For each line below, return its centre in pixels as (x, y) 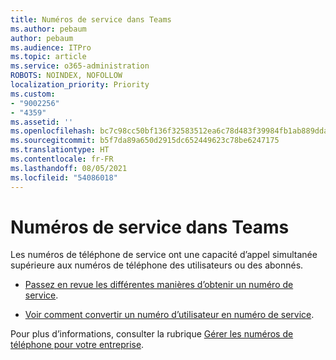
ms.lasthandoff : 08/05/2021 (69, 168)
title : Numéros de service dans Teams (91, 19)
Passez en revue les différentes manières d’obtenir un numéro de (159, 285)
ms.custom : (33, 94)
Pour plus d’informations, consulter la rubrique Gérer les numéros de (152, 334)
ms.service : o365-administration (80, 66)
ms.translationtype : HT (60, 150)
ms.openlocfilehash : (53, 131)
